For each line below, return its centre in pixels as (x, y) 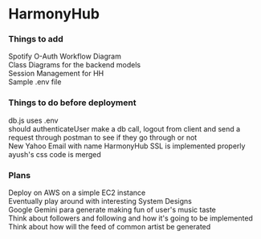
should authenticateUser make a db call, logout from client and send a (124, 128)
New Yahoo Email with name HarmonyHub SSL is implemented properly (127, 146)
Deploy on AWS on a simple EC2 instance (77, 192)
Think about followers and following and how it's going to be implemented (130, 218)
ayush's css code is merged (55, 154)
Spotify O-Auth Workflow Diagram (65, 56)
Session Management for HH (56, 74)
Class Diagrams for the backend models (75, 65)
